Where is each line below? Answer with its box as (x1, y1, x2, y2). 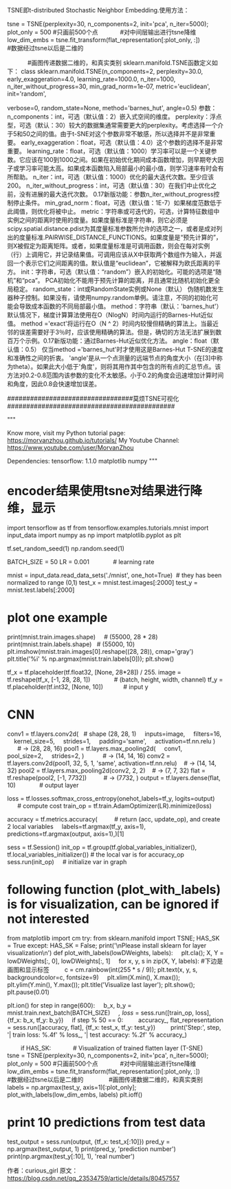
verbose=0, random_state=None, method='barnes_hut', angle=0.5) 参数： (7, 104, 217, 112)
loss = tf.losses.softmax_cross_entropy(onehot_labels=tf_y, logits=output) (7, 794, 215, 802)
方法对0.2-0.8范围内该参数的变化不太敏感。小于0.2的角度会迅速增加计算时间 (7, 371, 224, 379)
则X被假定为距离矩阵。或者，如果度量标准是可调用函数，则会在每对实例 (7, 242, 210, 250)
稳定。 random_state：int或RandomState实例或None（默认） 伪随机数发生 (12, 285, 224, 293)
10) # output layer (7, 781, 79, 789)
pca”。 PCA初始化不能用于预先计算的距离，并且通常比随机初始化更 (24, 277, 214, 284)
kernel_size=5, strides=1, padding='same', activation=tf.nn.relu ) (13, 737, 216, 745)
